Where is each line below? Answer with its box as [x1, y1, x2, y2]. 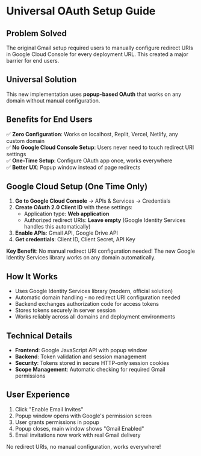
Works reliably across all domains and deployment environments [14, 313, 176, 320]
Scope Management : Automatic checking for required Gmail [14, 366, 165, 373]
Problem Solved [6, 28, 67, 39]
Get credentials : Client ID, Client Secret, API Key [14, 236, 135, 243]
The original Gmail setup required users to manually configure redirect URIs [6, 44, 194, 51]
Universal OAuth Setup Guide [6, 4, 156, 18]
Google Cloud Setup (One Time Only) [6, 182, 148, 192]
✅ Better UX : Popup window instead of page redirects [6, 163, 141, 171]
